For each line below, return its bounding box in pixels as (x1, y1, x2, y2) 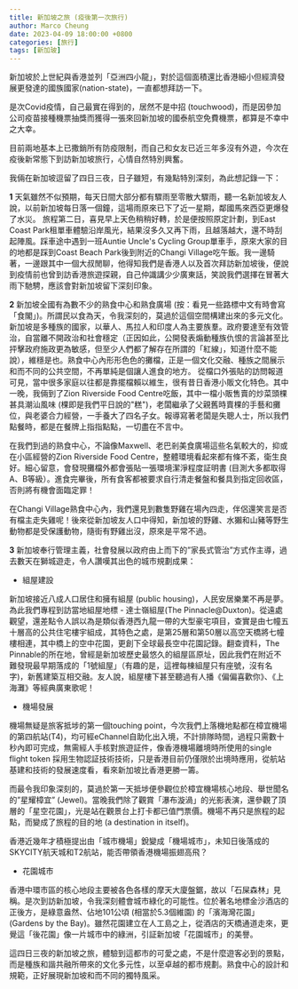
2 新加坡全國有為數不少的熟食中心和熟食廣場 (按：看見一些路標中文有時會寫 (9, 299, 286, 310)
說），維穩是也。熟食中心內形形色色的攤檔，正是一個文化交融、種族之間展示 (9, 355, 286, 365)
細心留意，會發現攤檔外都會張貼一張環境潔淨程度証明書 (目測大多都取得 (24, 463, 286, 474)
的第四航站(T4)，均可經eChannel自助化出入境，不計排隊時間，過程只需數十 (9, 731, 285, 742)
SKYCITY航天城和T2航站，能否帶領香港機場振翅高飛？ (9, 847, 208, 857)
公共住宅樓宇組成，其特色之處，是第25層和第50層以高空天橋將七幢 (39, 627, 285, 638)
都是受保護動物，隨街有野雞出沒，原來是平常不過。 (24, 526, 211, 537)
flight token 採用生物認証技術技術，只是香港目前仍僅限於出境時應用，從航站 (9, 754, 286, 764)
